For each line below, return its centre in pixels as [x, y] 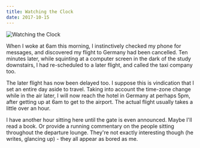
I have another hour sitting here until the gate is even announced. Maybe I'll [99, 119]
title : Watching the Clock [40, 12]
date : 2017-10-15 [28, 17]
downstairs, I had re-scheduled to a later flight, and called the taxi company [99, 65]
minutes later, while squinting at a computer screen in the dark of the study [99, 58]
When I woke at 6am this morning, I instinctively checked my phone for [94, 46]
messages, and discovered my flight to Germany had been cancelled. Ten [97, 52]
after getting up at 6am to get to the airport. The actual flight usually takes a [100, 101]
